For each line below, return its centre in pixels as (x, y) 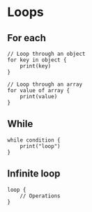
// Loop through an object (46, 54)
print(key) (36, 66)
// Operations (40, 196)
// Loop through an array (45, 84)
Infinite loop (34, 174)
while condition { (34, 140)
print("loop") (40, 146)
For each (27, 38)
